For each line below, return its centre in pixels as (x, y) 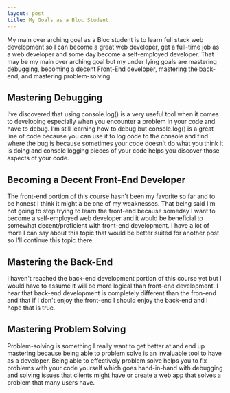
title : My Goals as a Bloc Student (58, 20)
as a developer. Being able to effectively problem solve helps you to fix (107, 360)
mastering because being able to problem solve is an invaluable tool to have (114, 353)
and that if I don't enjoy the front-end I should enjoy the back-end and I (107, 300)
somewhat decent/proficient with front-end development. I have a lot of (108, 226)
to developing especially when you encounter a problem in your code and (111, 122)
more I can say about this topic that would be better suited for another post (113, 233)
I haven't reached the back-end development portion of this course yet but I (114, 278)
